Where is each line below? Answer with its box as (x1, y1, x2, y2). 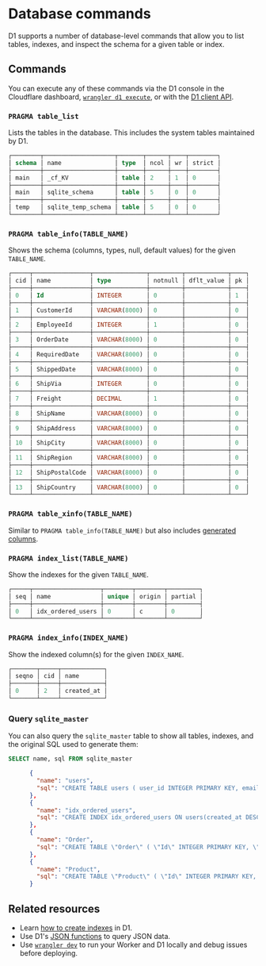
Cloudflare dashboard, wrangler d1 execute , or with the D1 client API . (8, 92, 234, 102)
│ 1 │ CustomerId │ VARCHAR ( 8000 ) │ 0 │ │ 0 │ (8, 306, 249, 314)
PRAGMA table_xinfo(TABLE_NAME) (8, 510, 133, 518)
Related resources (8, 902, 101, 915)
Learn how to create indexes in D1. (19, 922, 133, 933)
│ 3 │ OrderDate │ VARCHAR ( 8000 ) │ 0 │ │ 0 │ (8, 336, 249, 344)
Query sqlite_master (8, 713, 89, 724)
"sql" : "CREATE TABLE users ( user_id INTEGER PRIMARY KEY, (36, 783, 239, 792)
